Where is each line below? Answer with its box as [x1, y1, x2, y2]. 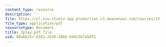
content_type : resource [5, 7, 54, 12]
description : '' [5, 12, 39, 17]
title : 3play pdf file [5, 30, 52, 35]
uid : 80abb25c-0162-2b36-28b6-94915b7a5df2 [5, 35, 96, 40]
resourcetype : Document [5, 25, 54, 30]
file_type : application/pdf [5, 21, 63, 26]
